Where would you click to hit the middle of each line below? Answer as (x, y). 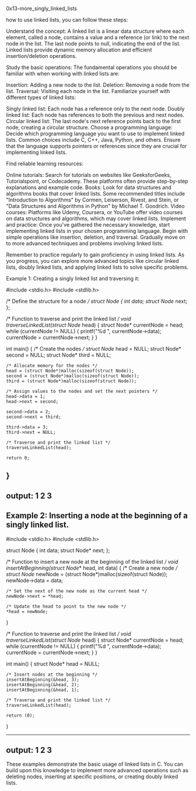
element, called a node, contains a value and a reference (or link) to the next (98, 37)
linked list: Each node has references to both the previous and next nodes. (95, 115)
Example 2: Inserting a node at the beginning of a (97, 516)
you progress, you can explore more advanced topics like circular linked (92, 261)
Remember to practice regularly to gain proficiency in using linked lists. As (95, 255)
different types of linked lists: (41, 97)
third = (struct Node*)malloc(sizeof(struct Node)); (71, 381)
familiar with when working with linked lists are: (63, 73)
